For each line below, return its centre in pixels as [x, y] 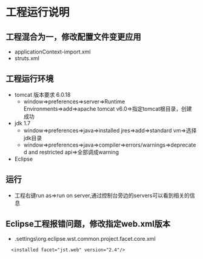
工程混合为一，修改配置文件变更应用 [73, 37]
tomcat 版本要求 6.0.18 [42, 94]
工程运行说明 [38, 12]
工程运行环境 [30, 79]
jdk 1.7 [22, 123]
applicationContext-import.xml [53, 52]
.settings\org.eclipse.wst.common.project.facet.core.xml [85, 239]
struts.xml [27, 58]
